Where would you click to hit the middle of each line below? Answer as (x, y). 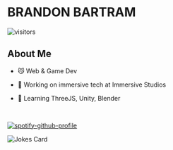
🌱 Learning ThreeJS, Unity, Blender (69, 98)
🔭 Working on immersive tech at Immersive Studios (92, 85)
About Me (29, 54)
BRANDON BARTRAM (72, 12)
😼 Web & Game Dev (47, 70)
